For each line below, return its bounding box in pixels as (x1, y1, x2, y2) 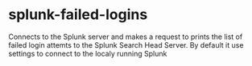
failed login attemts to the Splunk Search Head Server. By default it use (8, 40, 244, 49)
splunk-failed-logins (8, 6, 148, 24)
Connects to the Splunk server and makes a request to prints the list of (8, 32, 243, 41)
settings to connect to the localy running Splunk (8, 49, 167, 58)
